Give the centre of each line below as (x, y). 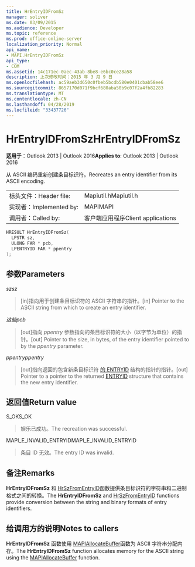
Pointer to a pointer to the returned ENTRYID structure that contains (102, 376)
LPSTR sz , (23, 238)
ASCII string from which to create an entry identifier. (83, 307)
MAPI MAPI (99, 207)
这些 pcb (16, 319)
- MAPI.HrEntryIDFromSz (35, 55)
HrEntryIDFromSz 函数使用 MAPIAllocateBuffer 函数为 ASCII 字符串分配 (92, 543)
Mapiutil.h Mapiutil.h (111, 196)
